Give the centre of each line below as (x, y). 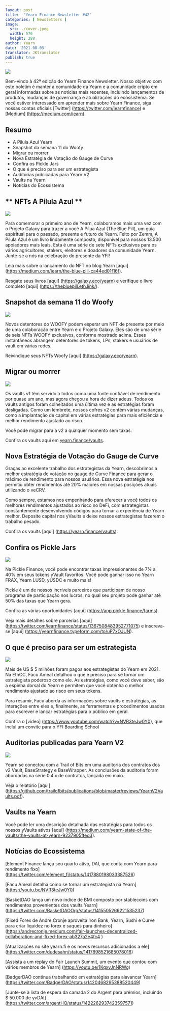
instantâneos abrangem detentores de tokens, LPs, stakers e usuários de (82, 340)
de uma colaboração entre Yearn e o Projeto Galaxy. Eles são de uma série (83, 330)
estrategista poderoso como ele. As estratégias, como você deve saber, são (85, 680)
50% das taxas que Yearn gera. (38, 601)
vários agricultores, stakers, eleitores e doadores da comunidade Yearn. (81, 250)
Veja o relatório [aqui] (28, 785)
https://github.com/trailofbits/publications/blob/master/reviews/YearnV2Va (85, 790)
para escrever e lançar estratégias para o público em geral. (67, 712)
